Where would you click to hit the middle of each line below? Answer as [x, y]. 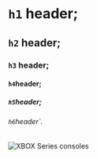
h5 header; [25, 101]
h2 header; [34, 43]
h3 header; [29, 65]
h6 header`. [26, 122]
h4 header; [25, 84]
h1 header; [43, 14]
